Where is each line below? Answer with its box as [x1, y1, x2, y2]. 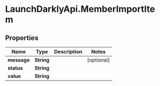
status [7, 65, 23, 71]
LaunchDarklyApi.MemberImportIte [5, 3, 155, 15]
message [7, 57, 30, 63]
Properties [5, 34, 39, 42]
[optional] [87, 57, 110, 63]
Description [54, 48, 83, 55]
